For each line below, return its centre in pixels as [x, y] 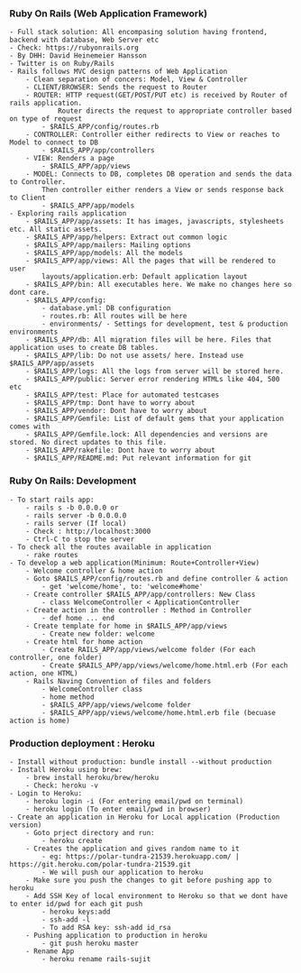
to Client [28, 198]
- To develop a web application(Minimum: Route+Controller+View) [134, 563]
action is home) [40, 721]
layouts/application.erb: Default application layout [145, 277]
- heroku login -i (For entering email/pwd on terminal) [135, 801]
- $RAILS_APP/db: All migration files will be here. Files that [149, 340]
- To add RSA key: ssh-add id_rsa [106, 927]
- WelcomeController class [92, 689]
